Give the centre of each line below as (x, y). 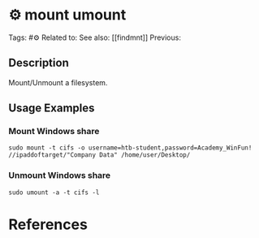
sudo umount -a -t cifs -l (54, 193)
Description (39, 63)
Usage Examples (52, 108)
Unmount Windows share (60, 175)
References (48, 224)
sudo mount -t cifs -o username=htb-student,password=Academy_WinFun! (130, 148)
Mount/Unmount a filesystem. (58, 82)
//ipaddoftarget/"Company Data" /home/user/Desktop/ (99, 155)
